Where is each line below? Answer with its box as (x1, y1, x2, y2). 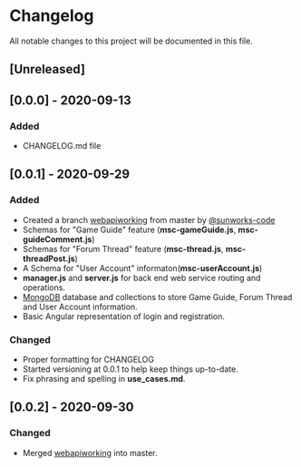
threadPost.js (22, 253, 75, 264)
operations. (22, 282, 66, 293)
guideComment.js (22, 233, 92, 245)
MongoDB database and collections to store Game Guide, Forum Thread (22, 291, 293, 302)
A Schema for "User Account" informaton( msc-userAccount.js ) (22, 262, 263, 273)
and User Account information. (22, 301, 138, 312)
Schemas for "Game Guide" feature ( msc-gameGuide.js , (22, 224, 237, 235)
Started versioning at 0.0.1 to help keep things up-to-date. (22, 364, 238, 375)
